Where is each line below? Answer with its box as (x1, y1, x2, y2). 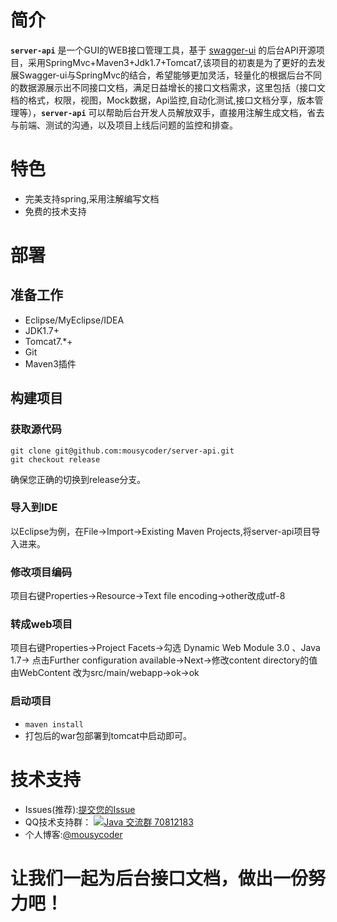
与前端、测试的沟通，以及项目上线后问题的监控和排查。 (10, 119, 238, 131)
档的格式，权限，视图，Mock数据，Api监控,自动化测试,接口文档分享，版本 (10, 94, 315, 106)
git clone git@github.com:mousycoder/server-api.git (10, 446, 235, 456)
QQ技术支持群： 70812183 (24, 816, 194, 828)
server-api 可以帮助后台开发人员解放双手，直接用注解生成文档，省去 (41, 106, 325, 118)
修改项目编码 (10, 565, 73, 579)
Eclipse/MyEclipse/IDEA (24, 314, 125, 326)
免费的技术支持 (24, 205, 87, 217)
